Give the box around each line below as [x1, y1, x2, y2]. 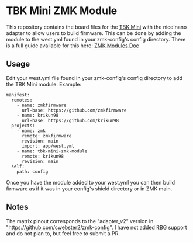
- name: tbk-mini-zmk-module [16, 148, 88, 154]
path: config [16, 168, 49, 175]
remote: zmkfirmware [21, 133, 72, 138]
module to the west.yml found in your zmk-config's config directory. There [6, 36, 186, 43]
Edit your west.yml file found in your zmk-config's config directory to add [6, 74, 183, 81]
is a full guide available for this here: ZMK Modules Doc [6, 42, 139, 49]
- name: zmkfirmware [16, 102, 67, 108]
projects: [11, 123, 35, 129]
